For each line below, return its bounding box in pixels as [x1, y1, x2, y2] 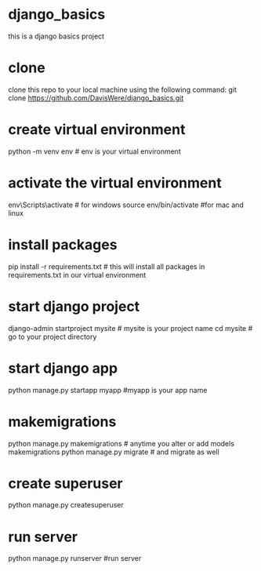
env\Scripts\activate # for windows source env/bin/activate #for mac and [8, 200, 245, 209]
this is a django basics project [8, 31, 104, 41]
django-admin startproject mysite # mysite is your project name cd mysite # [8, 323, 253, 333]
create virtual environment [8, 121, 186, 139]
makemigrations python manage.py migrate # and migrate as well [8, 447, 219, 456]
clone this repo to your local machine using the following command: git [8, 85, 237, 94]
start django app [8, 359, 118, 377]
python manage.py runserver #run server [8, 554, 142, 563]
